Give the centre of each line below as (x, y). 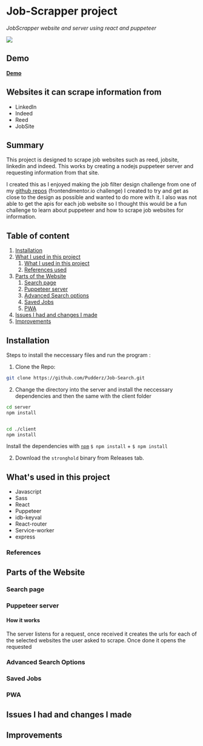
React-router (31, 524)
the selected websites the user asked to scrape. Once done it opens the (96, 640)
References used (45, 270)
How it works (23, 620)
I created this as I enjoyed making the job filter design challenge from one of (101, 185)
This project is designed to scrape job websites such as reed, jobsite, (93, 160)
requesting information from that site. (53, 173)
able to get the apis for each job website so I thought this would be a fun (97, 204)
